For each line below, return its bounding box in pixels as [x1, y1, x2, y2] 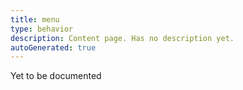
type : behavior [10, 24, 74, 34]
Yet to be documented [10, 70, 102, 82]
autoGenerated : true [10, 42, 97, 53]
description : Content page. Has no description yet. [10, 33, 235, 43]
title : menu [10, 14, 60, 25]
